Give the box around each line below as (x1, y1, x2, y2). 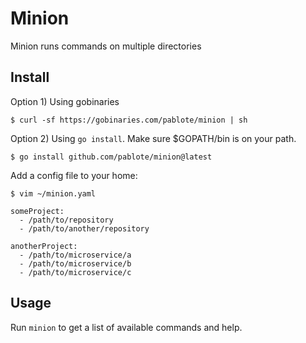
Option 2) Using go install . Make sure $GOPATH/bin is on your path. (10, 132, 297, 144)
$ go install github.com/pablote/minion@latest (10, 152, 213, 162)
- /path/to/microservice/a (19, 250, 132, 260)
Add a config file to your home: (10, 169, 138, 181)
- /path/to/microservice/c (19, 267, 132, 277)
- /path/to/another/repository (19, 223, 150, 234)
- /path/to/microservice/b (19, 258, 132, 269)
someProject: (10, 206, 65, 216)
